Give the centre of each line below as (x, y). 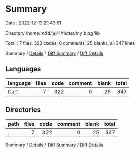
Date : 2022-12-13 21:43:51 (33, 23)
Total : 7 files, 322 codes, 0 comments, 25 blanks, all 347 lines (70, 43)
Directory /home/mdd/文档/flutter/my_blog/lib (53, 33)
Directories (23, 110)
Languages (23, 69)
